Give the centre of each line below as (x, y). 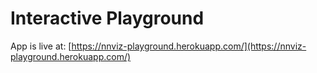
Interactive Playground (107, 18)
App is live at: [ (41, 46)
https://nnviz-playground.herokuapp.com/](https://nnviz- (189, 46)
